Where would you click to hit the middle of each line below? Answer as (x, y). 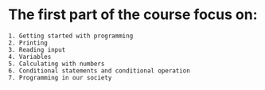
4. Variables (30, 57)
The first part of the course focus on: (133, 15)
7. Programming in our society (60, 77)
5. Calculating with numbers (57, 64)
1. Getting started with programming (71, 36)
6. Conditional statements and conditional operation (99, 70)
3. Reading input (37, 49)
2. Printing (28, 43)
